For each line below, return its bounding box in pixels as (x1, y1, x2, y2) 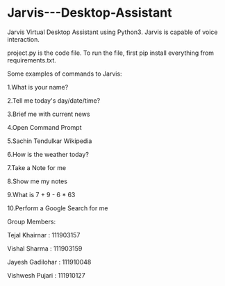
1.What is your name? (7, 83, 69, 91)
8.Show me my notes (7, 177, 68, 185)
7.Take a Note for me (7, 163, 67, 171)
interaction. (7, 35, 40, 43)
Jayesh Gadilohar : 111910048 (7, 258, 92, 266)
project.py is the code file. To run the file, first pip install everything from (7, 49, 214, 57)
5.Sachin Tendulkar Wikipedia (7, 137, 92, 145)
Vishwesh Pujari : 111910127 (7, 271, 85, 279)
